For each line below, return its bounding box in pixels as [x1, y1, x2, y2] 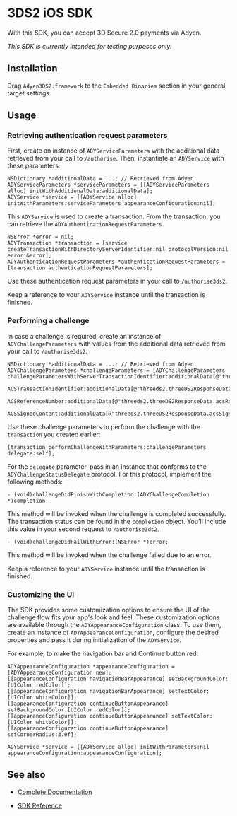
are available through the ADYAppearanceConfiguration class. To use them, [7, 621, 221, 629]
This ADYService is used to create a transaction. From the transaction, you [7, 212, 221, 221]
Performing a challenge [7, 316, 90, 326]
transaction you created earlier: [7, 430, 101, 438]
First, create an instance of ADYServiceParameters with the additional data [7, 146, 220, 155]
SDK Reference [17, 801, 62, 810]
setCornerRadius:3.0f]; [7, 731, 78, 738]
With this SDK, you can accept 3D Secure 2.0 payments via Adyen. [7, 28, 202, 37]
